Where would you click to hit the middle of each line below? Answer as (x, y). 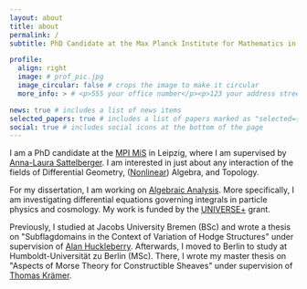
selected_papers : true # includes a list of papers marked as (130, 119)
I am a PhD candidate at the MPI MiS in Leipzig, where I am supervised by (148, 153)
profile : (26, 60)
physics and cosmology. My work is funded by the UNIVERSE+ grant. (140, 210)
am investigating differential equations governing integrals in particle (138, 200)
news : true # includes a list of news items (95, 110)
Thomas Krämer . (41, 275)
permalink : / (34, 35)
